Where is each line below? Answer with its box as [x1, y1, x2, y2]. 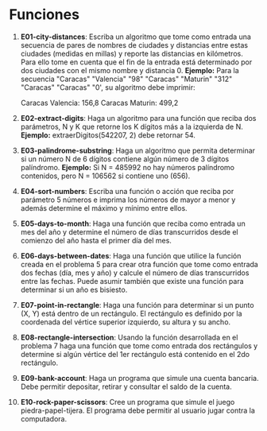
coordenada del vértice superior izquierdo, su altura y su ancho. [20, 316, 231, 327]
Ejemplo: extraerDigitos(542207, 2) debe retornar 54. [20, 130, 195, 140]
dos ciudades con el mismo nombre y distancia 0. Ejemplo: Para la [20, 65, 239, 75]
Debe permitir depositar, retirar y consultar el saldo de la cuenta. [20, 382, 233, 391]
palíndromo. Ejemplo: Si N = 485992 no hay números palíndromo [20, 162, 235, 172]
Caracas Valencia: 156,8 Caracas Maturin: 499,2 [20, 98, 179, 107]
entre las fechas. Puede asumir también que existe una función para [20, 276, 245, 285]
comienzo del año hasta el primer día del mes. [20, 235, 172, 245]
